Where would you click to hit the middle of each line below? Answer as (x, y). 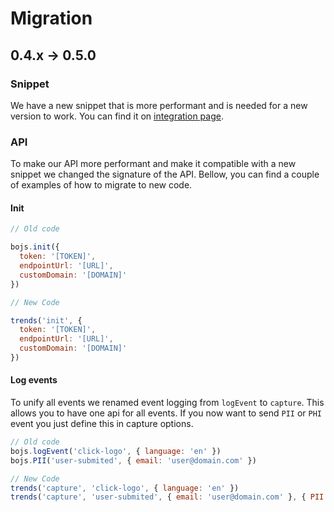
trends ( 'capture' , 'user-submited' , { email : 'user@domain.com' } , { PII (167, 497)
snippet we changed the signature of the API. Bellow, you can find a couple (165, 174)
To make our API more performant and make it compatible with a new (153, 164)
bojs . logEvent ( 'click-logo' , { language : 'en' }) (116, 451)
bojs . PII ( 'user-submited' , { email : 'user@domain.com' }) (133, 460)
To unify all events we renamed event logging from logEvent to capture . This (167, 403)
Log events (34, 380)
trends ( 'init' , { (46, 320)
